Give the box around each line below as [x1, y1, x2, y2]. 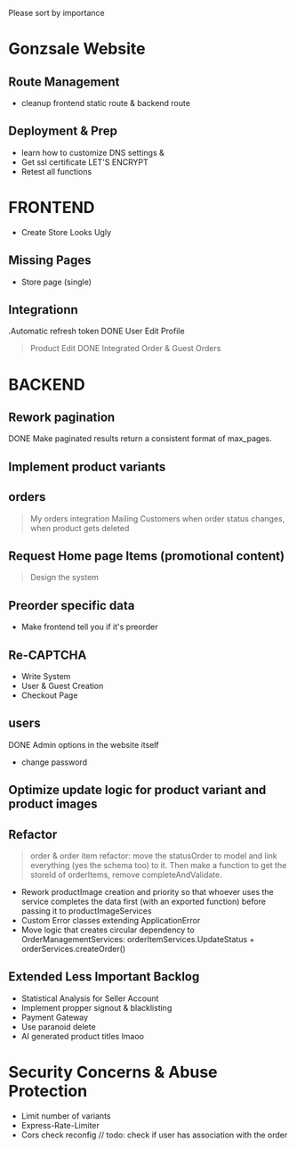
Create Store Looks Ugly [20, 226, 112, 237]
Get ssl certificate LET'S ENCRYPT [20, 156, 148, 168]
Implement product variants [8, 459, 166, 474]
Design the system [29, 572, 100, 583]
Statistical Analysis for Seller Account [20, 993, 159, 1004]
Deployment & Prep [8, 124, 117, 139]
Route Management [8, 74, 120, 89]
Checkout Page [20, 690, 78, 701]
